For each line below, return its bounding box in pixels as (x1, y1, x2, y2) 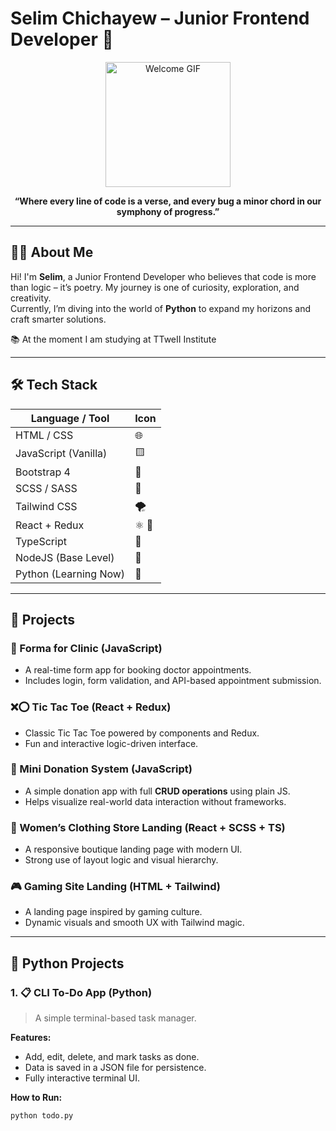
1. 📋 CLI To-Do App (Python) (10, 985, 153, 999)
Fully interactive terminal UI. (24, 1072, 141, 1084)
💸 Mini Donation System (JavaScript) (10, 762, 193, 776)
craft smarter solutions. (10, 313, 107, 325)
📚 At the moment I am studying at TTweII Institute (10, 333, 217, 345)
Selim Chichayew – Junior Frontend (10, 7, 310, 30)
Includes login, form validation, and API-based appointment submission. (24, 675, 322, 687)
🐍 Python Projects (10, 955, 125, 972)
